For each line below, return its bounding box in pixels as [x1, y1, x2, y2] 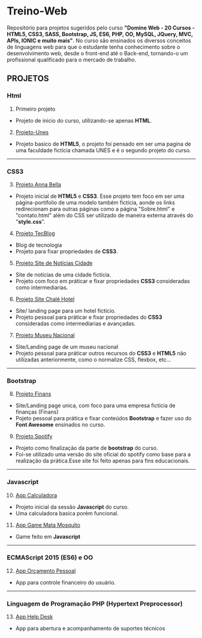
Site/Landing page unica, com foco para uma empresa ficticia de [15, 402, 176, 409]
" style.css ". [15, 218, 46, 225]
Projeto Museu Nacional [15, 331, 75, 339]
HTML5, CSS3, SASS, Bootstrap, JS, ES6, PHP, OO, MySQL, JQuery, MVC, [7, 30, 194, 37]
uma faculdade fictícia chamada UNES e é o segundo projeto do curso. [15, 146, 191, 154]
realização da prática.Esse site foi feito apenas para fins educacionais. [15, 457, 190, 464]
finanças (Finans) [15, 408, 59, 416]
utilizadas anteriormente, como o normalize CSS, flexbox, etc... [15, 356, 171, 363]
